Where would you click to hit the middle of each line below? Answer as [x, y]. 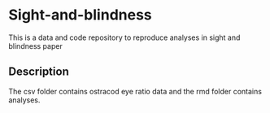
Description [39, 72]
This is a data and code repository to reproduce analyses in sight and [124, 37]
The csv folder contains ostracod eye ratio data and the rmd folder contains [135, 91]
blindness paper [35, 46]
